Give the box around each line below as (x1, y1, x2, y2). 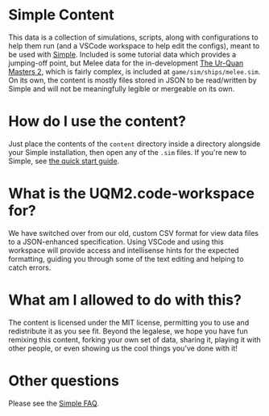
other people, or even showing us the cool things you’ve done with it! (8, 343, 238, 353)
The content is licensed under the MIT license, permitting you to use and (8, 317, 250, 327)
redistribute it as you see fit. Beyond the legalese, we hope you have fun (8, 326, 248, 336)
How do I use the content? (8, 112, 187, 131)
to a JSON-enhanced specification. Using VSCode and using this (8, 237, 224, 246)
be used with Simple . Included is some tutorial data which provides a (8, 49, 237, 59)
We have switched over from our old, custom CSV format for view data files (8, 228, 259, 237)
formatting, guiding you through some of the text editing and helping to (8, 254, 244, 263)
